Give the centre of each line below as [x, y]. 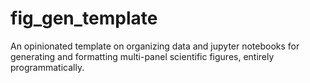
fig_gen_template [84, 18]
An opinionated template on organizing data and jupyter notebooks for [155, 46]
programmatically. [47, 67]
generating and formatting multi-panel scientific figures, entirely [142, 56]
